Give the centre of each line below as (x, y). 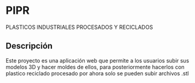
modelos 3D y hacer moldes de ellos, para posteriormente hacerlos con (95, 67)
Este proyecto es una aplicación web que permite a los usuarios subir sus (97, 60)
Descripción (29, 46)
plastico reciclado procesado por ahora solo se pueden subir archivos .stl (97, 73)
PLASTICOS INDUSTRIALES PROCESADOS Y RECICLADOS (79, 27)
